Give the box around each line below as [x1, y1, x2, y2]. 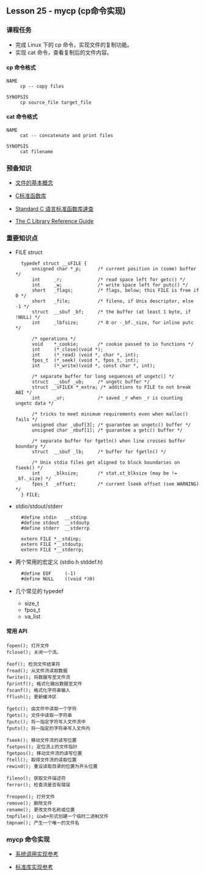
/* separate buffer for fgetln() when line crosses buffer [31, 438, 185, 444]
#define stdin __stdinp [21, 514, 87, 521]
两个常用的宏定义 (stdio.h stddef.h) [15, 558, 103, 566]
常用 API [6, 628, 28, 635]
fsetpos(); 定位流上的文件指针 [6, 743, 78, 750]
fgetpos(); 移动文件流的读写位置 [6, 750, 83, 756]
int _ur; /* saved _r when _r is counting [31, 395, 183, 401]
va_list [24, 612, 41, 620]
